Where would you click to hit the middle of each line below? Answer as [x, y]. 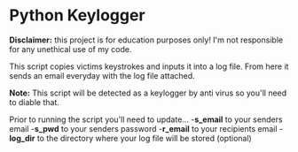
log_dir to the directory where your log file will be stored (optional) [131, 138]
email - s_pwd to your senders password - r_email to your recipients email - [146, 128]
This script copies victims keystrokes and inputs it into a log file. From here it [149, 66]
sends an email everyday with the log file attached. [102, 75]
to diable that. [34, 102]
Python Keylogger [77, 15]
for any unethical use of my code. [71, 49]
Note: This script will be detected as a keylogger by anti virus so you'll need [148, 93]
